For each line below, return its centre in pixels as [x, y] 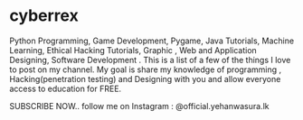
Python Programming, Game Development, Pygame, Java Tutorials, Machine [152, 41]
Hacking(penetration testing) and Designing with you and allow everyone [145, 78]
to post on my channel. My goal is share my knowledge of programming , [146, 69]
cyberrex [44, 16]
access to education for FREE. [66, 88]
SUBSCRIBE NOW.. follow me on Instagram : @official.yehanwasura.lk [139, 106]
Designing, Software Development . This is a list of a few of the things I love [150, 60]
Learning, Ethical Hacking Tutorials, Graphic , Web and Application [133, 50]
